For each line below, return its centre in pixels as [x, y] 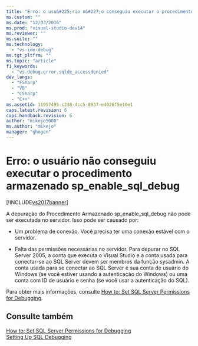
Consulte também [40, 316]
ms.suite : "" [22, 39]
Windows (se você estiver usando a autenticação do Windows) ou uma [101, 274]
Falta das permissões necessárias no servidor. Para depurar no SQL [97, 249]
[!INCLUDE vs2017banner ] [37, 202]
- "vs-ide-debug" [33, 50]
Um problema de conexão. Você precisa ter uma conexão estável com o [102, 231]
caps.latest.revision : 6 [37, 110]
